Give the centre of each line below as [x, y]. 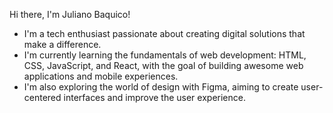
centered [42, 97]
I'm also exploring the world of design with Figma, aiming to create [161, 87]
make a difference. [62, 44]
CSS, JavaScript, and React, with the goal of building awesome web [163, 65]
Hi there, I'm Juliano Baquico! [70, 14]
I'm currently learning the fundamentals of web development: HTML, [165, 55]
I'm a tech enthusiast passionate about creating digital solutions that [164, 33]
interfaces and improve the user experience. [154, 97]
